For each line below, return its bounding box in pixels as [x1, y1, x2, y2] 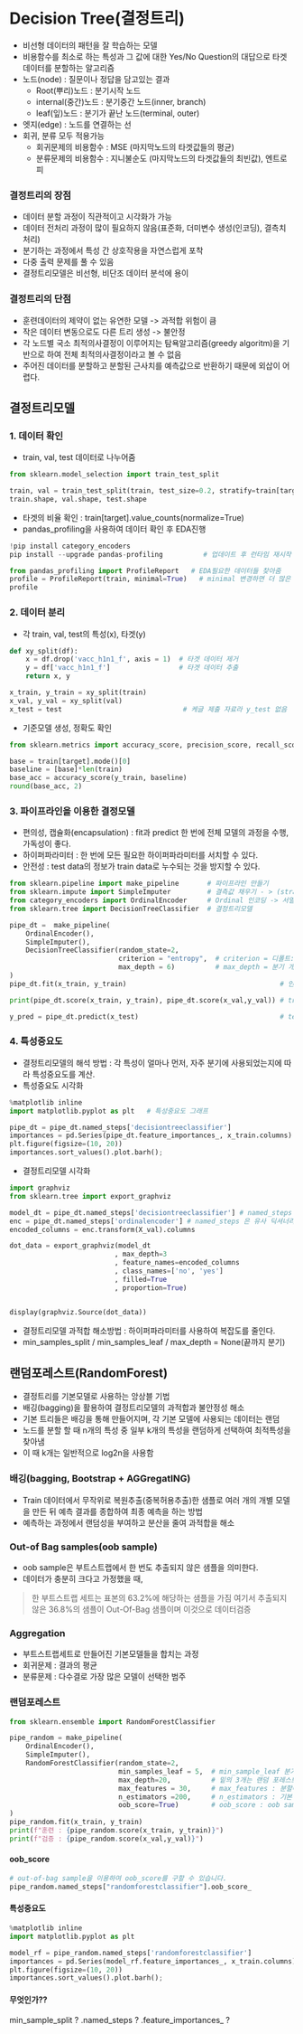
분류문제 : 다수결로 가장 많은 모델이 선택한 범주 [22, 1671, 187, 1682]
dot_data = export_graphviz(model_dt [9, 1241, 151, 1250]
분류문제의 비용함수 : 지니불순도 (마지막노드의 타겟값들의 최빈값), [35, 153, 264, 164]
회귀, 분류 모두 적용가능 [22, 130, 106, 141]
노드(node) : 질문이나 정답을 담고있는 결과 [22, 73, 170, 84]
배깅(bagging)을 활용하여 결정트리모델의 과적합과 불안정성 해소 [22, 1402, 245, 1413]
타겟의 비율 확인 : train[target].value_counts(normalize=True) [22, 512, 245, 523]
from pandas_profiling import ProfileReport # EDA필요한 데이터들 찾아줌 [9, 566, 281, 575]
